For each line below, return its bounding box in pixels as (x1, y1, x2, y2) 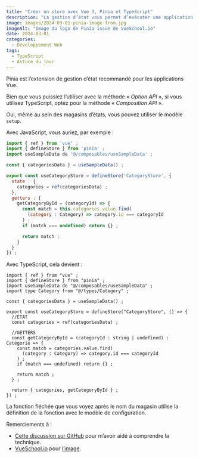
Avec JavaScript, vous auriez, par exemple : (6, 129, 114, 136)
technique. (14, 439, 42, 446)
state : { (11, 178, 36, 184)
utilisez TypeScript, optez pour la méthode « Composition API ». (6, 99, 163, 106)
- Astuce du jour (11, 58, 55, 64)
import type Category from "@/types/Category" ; (6, 288, 129, 294)
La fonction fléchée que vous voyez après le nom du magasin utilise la (6, 403, 179, 410)
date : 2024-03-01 (6, 31, 49, 37)
